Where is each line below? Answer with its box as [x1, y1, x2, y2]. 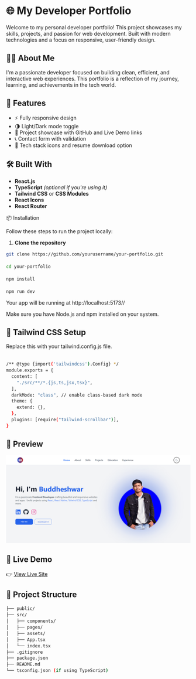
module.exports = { [6, 367, 54, 373]
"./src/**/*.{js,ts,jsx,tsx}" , [16, 380, 93, 385]
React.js [14, 178, 36, 185]
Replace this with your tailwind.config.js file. [6, 343, 112, 350]
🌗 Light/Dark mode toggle [14, 122, 79, 129]
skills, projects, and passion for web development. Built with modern [6, 30, 171, 37]
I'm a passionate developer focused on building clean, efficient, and [6, 69, 170, 76]
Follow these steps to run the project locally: [6, 228, 113, 235]
